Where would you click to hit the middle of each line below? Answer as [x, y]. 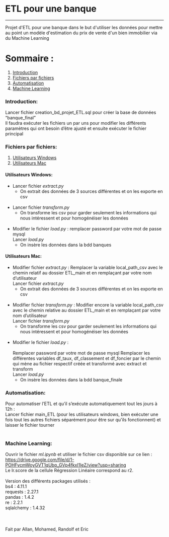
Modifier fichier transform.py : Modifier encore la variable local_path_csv [88, 304]
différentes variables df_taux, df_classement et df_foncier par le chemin [87, 358]
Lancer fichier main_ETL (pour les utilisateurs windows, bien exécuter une [82, 414]
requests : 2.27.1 [22, 492]
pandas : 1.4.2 [20, 497]
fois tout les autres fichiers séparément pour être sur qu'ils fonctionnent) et [83, 420]
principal [14, 134]
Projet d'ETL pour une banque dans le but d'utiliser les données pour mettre [84, 27]
